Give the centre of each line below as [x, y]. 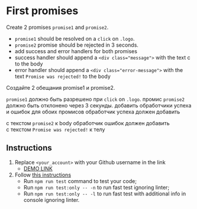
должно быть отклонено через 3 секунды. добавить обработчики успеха [99, 105]
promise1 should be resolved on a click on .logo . [75, 38]
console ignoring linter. [51, 200]
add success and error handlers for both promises [76, 51]
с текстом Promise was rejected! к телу [56, 129]
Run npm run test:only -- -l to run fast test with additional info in [105, 194]
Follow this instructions [43, 175]
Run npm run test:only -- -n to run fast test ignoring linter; [96, 187]
